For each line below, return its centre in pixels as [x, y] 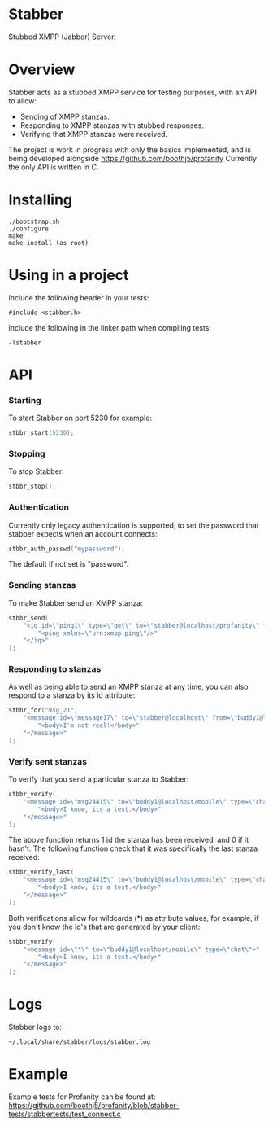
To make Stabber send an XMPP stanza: [76, 602]
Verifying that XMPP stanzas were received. [94, 134]
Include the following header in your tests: [79, 297]
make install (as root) [49, 243]
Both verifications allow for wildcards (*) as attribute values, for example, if [134, 918]
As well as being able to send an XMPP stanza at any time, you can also [128, 687]
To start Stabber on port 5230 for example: [80, 418]
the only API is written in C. [54, 167]
